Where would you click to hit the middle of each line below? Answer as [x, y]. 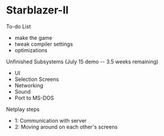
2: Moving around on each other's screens [66, 127]
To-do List [19, 26]
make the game [34, 38]
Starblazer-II [37, 10]
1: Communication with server [51, 120]
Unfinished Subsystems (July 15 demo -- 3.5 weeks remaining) [82, 62]
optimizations [31, 50]
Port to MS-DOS [34, 98]
